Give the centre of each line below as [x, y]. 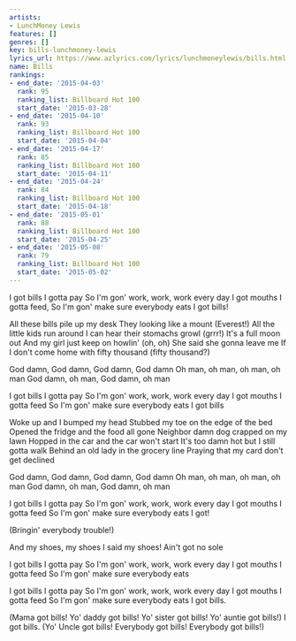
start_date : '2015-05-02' [65, 272]
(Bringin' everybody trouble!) [62, 530]
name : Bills [31, 67]
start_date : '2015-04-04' [65, 141]
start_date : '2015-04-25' [65, 240]
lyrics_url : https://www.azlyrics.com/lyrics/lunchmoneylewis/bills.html [148, 58]
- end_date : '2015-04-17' [57, 149]
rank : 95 [33, 91]
